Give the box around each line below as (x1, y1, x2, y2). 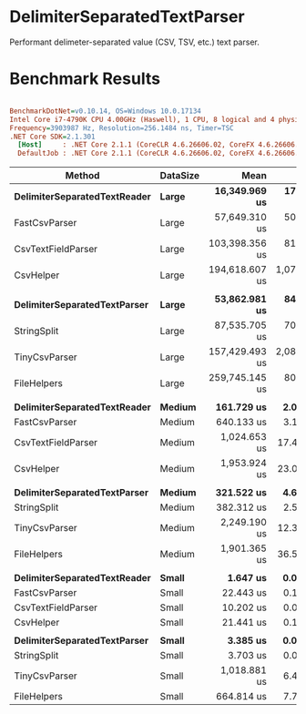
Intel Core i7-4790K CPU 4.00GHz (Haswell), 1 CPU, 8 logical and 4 (9, 115, 275, 124)
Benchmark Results (9, 68, 161, 89)
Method (65, 169, 100, 182)
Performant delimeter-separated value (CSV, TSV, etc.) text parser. (9, 36, 260, 47)
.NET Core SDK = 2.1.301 (9, 132, 96, 141)
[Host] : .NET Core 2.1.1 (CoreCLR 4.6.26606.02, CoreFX (17, 140, 255, 149)
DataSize (159, 169, 200, 182)
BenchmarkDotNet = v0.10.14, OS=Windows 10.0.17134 (9, 107, 202, 116)
